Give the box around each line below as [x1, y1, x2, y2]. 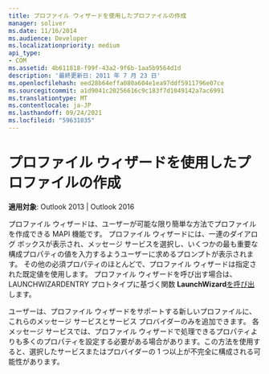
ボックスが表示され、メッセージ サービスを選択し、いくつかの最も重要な [17, 239, 259, 249]
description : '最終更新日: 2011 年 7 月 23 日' [8, 72, 161, 80]
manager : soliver [8, 19, 67, 27]
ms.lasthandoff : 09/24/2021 [8, 109, 103, 117]
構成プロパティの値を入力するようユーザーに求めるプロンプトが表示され [8, 249, 247, 258]
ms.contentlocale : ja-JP [8, 101, 92, 109]
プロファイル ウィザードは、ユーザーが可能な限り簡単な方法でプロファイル [8, 219, 257, 228]
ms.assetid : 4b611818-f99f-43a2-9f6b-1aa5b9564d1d [8, 64, 181, 72]
